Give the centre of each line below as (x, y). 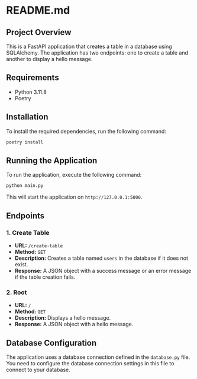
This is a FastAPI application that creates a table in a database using (89, 46)
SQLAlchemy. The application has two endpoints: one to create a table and (97, 53)
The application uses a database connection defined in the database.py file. (98, 357)
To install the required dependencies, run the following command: (86, 131)
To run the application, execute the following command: (74, 175)
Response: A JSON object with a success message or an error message (103, 270)
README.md (38, 10)
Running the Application (52, 160)
